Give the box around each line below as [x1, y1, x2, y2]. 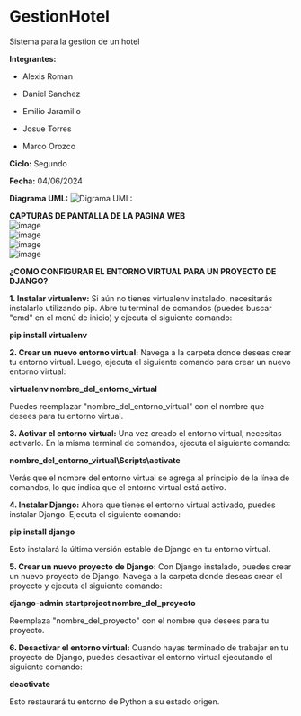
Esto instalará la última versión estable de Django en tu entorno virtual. [9, 543, 271, 554]
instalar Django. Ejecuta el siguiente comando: [9, 508, 181, 519]
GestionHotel [9, 6, 111, 27]
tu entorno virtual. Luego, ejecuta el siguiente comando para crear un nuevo [9, 356, 291, 367]
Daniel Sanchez [22, 88, 81, 99]
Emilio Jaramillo [22, 105, 81, 116]
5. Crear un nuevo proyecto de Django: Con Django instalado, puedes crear [9, 560, 292, 572]
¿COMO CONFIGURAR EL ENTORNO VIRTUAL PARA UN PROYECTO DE [9, 265, 277, 276]
